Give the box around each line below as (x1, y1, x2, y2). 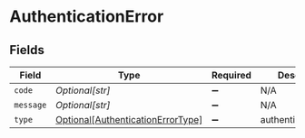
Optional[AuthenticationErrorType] (55, 114, 203, 125)
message (14, 100, 47, 110)
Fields (9, 42, 45, 58)
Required (212, 69, 252, 81)
